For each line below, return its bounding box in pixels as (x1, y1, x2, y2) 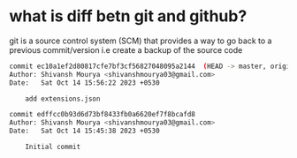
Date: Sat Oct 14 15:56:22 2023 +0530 (9, 78, 161, 87)
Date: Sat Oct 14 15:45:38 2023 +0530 (9, 126, 161, 136)
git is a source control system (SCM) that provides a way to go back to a (9, 35, 272, 46)
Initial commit (25, 143, 81, 152)
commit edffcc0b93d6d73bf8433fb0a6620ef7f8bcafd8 (9, 110, 196, 119)
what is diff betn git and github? (9, 6, 247, 26)
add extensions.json (25, 94, 101, 103)
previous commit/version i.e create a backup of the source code (9, 44, 243, 55)
